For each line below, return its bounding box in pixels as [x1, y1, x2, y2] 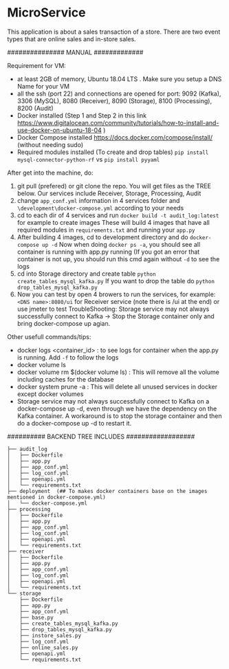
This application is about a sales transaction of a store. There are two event [7, 28, 221, 36]
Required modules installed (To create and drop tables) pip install [17, 148, 209, 156]
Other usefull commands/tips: [7, 332, 91, 341]
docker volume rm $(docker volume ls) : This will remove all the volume [17, 368, 220, 376]
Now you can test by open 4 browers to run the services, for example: [17, 290, 216, 298]
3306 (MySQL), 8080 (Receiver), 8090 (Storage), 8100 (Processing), [17, 96, 212, 105]
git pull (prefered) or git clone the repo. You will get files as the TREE [17, 182, 212, 190]
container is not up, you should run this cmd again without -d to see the [17, 254, 220, 263]
